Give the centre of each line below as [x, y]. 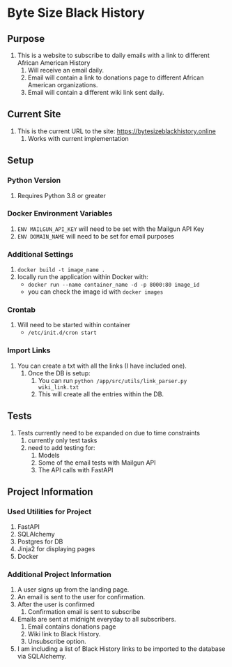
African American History [54, 63]
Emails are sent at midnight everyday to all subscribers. [96, 620]
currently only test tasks [62, 440]
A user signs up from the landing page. [73, 590]
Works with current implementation [78, 138]
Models [49, 455]
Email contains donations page [72, 627]
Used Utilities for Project [49, 511]
